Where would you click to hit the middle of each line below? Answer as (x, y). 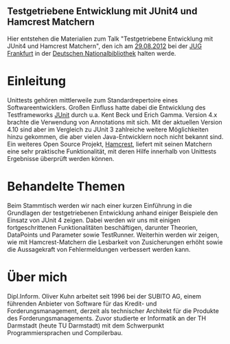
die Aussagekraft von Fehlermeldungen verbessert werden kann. (99, 249)
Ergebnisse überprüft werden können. (61, 158)
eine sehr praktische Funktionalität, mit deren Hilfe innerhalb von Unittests (112, 151)
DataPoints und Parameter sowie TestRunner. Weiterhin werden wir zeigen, (113, 235)
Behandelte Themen (66, 186)
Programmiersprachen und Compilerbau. (65, 332)
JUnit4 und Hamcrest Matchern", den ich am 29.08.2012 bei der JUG (105, 46)
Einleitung (37, 81)
